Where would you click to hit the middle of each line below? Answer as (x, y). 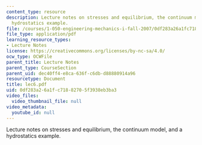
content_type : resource (36, 12)
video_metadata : (26, 107)
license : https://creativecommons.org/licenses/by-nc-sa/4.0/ (86, 51)
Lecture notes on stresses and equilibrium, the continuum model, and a (94, 129)
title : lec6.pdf (26, 85)
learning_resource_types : (38, 40)
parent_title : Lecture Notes (43, 62)
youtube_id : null (33, 113)
